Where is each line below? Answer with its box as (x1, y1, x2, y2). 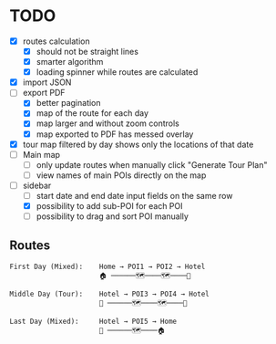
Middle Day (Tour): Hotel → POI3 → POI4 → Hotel (9, 289, 210, 298)
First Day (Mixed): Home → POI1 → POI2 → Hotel (9, 262, 206, 271)
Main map (22, 149, 61, 160)
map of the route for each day (36, 108, 148, 119)
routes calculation (22, 36, 90, 47)
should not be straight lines (36, 47, 139, 57)
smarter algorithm (36, 57, 104, 68)
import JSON (22, 77, 72, 88)
